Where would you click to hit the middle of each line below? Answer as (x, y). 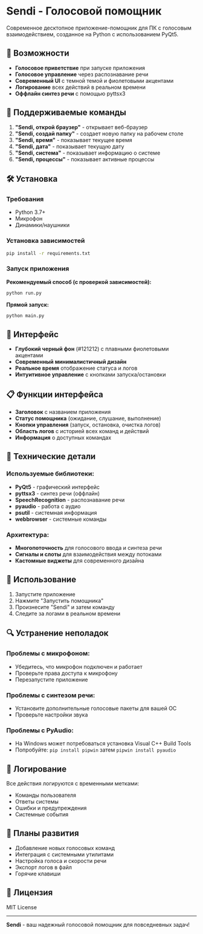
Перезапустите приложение (51, 679)
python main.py (25, 315)
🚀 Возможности (38, 53)
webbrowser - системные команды (61, 519)
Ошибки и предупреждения (51, 808)
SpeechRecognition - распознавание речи (70, 500)
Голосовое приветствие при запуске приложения (80, 68)
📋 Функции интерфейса (55, 394)
